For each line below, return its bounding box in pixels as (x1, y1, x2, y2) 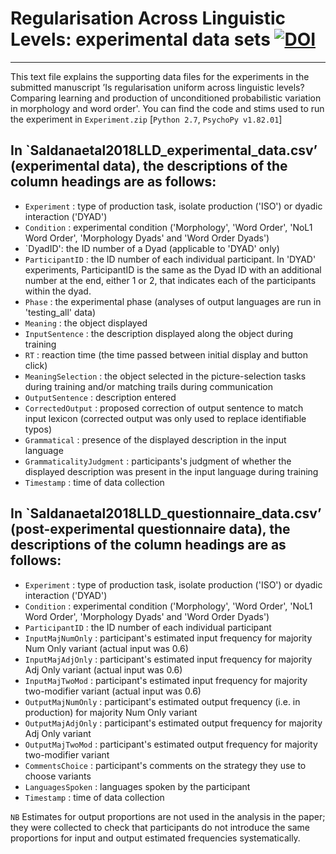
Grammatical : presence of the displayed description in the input (24, 433, 287, 446)
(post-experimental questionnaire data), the (10, 521, 291, 538)
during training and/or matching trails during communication (24, 380, 273, 392)
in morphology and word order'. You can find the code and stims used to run (10, 102, 325, 114)
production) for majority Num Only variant (24, 706, 198, 718)
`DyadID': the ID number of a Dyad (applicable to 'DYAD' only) (24, 242, 280, 254)
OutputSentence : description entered (24, 391, 177, 403)
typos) (24, 423, 52, 435)
